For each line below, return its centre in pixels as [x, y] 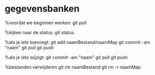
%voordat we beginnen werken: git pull [46, 23]
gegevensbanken [42, 9]
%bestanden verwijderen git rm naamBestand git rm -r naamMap [73, 67]
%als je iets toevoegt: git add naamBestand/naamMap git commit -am [77, 42]
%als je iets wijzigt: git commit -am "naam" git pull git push [66, 57]
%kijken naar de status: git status [40, 32]
